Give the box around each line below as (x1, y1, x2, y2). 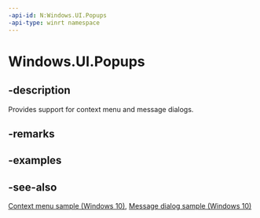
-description (8, 84, 71, 97)
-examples (8, 154, 62, 167)
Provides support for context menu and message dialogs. (8, 104, 194, 114)
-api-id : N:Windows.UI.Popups (8, 11, 108, 20)
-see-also (8, 180, 57, 194)
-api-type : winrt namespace (8, 19, 101, 27)
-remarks (8, 127, 55, 140)
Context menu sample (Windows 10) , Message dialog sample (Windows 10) (8, 202, 252, 211)
